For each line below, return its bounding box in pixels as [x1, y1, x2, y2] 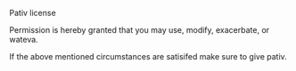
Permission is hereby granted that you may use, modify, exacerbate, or [9, 25, 270, 35]
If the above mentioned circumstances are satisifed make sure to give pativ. [9, 51, 287, 61]
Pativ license [9, 8, 56, 18]
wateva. [9, 35, 38, 44]
